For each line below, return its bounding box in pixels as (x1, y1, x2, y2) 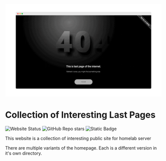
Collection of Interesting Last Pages (5, 109, 156, 121)
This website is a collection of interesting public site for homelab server (5, 136, 152, 142)
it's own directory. (5, 151, 42, 157)
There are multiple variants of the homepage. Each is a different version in (5, 145, 157, 151)
